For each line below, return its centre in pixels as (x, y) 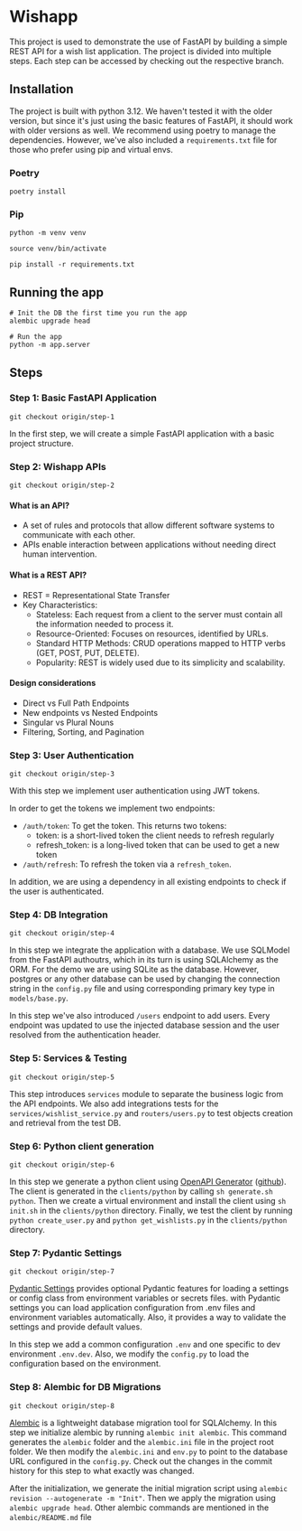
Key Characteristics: (60, 605)
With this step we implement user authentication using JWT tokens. (135, 791)
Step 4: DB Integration (59, 915)
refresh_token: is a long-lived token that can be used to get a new (157, 845)
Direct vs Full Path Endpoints (76, 703)
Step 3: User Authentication (72, 755)
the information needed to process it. (105, 624)
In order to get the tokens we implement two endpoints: (112, 808)
